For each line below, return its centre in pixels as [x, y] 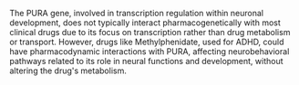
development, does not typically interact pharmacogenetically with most [145, 23]
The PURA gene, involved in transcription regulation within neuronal [137, 13]
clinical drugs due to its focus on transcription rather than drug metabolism [150, 32]
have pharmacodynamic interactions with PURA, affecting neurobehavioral [149, 52]
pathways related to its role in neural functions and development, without [147, 61]
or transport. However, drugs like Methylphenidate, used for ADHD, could [147, 42]
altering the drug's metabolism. [68, 71]
